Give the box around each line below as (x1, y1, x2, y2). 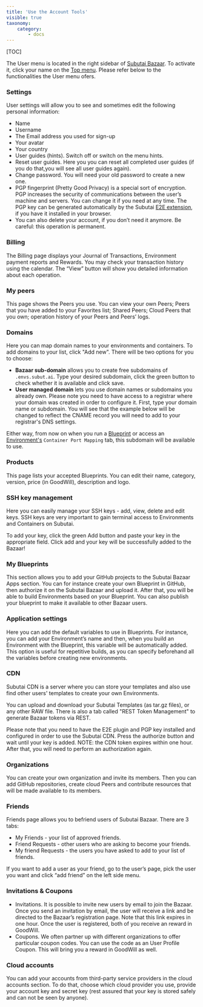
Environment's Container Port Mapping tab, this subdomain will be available (6, 436, 195, 443)
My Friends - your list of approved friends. (15, 834, 121, 841)
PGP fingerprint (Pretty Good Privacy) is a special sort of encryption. (15, 184, 187, 192)
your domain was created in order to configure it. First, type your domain (15, 399, 197, 406)
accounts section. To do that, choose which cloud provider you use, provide (6, 981, 196, 988)
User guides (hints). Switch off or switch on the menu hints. (15, 152, 164, 160)
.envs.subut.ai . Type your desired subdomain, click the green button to (15, 373, 195, 380)
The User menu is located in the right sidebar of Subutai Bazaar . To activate (6, 60, 195, 67)
